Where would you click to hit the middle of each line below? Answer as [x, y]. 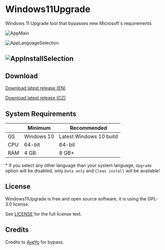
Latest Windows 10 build [88, 136]
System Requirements [41, 114]
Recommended [89, 128]
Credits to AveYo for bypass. [35, 242]
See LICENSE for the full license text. [44, 214]
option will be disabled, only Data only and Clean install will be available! [82, 171]
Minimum [39, 128]
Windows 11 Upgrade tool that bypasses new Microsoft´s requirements [78, 23]
